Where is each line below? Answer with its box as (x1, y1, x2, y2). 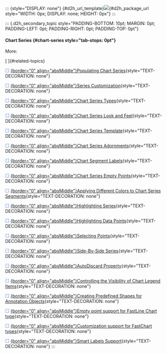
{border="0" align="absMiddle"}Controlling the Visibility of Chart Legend (10, 278, 161, 284)
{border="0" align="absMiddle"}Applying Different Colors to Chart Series (10, 188, 161, 194)
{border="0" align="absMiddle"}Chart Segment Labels (10, 158, 123, 164)
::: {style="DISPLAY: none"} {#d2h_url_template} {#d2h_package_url (5, 6, 149, 11)
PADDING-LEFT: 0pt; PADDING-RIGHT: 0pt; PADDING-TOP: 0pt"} (5, 26, 139, 32)
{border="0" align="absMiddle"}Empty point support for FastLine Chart (10, 308, 157, 314)
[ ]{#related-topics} (5, 58, 45, 64)
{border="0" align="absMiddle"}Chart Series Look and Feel (10, 113, 133, 119)
